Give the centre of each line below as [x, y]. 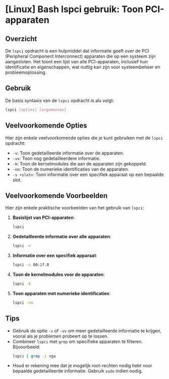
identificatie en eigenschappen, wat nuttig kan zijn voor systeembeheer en [83, 67]
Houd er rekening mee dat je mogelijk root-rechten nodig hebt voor [82, 366]
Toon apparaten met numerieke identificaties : [62, 293]
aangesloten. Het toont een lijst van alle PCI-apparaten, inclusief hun [76, 61]
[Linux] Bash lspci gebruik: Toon [74, 9]
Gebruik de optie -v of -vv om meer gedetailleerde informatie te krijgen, [87, 330]
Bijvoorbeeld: [26, 347]
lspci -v [22, 246]
